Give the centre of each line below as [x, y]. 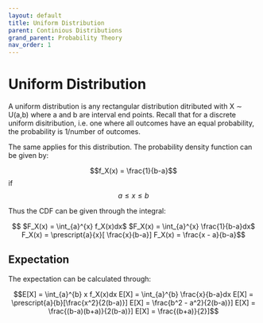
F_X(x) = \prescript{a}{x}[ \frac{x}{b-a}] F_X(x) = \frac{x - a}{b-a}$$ [133, 235]
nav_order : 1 [30, 45]
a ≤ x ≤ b [133, 196]
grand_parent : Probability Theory [66, 38]
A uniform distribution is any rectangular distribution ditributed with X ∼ [125, 106]
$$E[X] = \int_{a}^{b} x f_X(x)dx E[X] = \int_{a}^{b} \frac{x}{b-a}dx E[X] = [133, 294]
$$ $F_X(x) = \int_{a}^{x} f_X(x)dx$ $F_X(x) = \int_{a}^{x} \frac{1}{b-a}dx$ [133, 226]
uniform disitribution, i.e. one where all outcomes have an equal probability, [131, 123]
